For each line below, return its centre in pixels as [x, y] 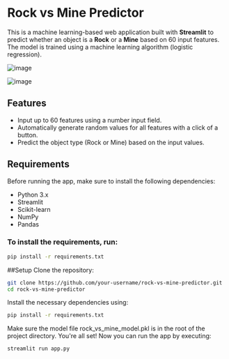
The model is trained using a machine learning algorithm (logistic [100, 47]
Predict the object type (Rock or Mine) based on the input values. [111, 142]
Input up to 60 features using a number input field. [89, 120]
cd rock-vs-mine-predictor [46, 289]
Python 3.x [33, 194]
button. [27, 135]
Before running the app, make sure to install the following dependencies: [111, 181]
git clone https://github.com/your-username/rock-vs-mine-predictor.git [115, 283]
